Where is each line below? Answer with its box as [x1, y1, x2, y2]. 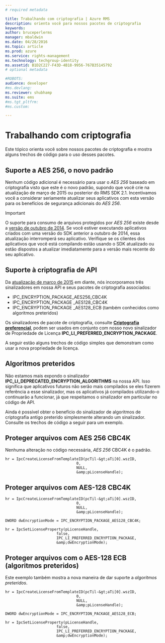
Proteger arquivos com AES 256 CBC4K [5, 434, 131, 442]
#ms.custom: [5, 104, 30, 109]
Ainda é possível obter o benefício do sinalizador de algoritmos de [5, 409, 141, 415]
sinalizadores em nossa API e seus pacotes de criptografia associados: [5, 284, 151, 290]
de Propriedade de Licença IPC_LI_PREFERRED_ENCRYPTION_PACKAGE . [5, 330, 158, 336]
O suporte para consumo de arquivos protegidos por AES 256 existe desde [5, 220, 159, 226]
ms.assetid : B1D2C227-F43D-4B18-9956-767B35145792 [5, 63, 112, 68]
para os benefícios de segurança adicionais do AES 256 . [5, 200, 121, 206]
